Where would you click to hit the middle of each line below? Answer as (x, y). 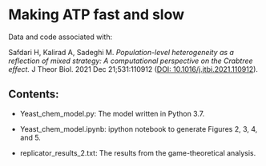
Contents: (34, 95)
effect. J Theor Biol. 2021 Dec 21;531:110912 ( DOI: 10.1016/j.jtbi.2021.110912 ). (133, 69)
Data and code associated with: (60, 37)
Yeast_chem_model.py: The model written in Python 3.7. (112, 113)
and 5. (30, 137)
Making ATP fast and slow (97, 15)
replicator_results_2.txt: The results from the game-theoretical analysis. (138, 152)
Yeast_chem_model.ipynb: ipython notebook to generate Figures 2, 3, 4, (139, 128)
